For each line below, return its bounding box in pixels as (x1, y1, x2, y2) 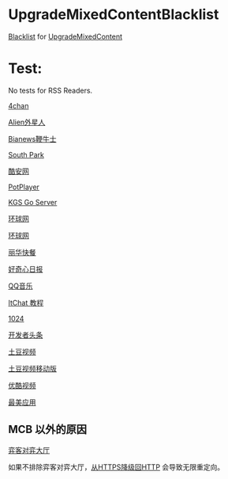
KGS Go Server (8, 197, 58, 207)
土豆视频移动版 (8, 363, 57, 373)
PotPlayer (8, 182, 39, 192)
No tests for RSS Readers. (8, 86, 93, 95)
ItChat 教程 (8, 298, 44, 307)
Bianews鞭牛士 (8, 134, 57, 143)
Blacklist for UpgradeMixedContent (8, 32, 123, 41)
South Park (8, 150, 45, 159)
